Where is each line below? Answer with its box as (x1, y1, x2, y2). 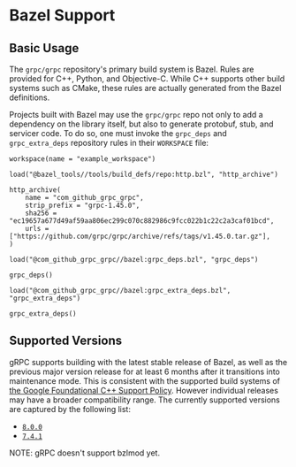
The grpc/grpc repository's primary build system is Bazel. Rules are (9, 64, 254, 74)
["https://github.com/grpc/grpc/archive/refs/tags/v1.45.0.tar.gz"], (9, 232, 271, 241)
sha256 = (25, 209, 57, 218)
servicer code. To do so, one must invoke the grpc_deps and (9, 128, 227, 138)
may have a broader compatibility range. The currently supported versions (9, 394, 280, 405)
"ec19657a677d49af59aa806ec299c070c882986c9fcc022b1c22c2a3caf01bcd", (9, 217, 275, 226)
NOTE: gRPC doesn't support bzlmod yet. (9, 448, 161, 458)
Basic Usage (9, 41, 80, 56)
